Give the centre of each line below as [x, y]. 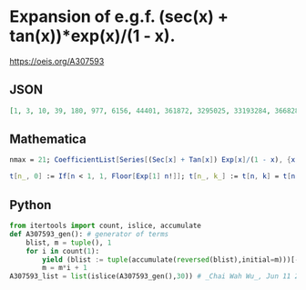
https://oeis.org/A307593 [57, 61]
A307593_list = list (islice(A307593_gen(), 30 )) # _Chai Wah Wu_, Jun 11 [150, 276]
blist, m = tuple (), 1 [69, 243]
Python [31, 205]
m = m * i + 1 [65, 268]
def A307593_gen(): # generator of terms [89, 234]
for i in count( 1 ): [63, 251]
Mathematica [48, 140]
